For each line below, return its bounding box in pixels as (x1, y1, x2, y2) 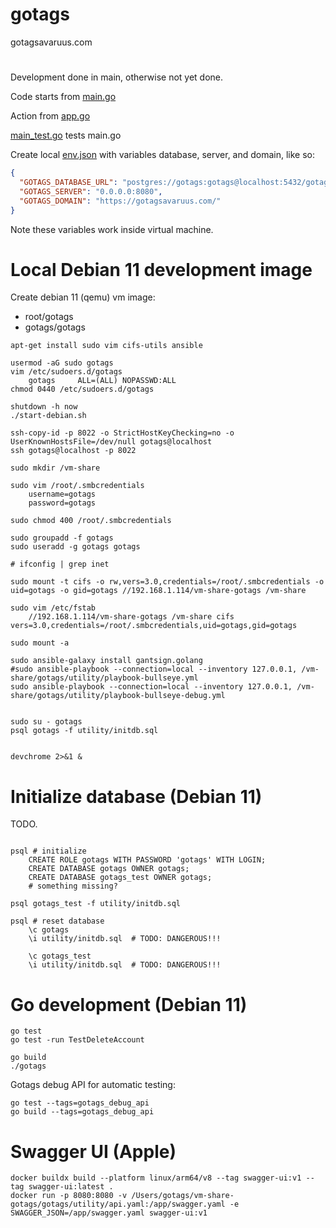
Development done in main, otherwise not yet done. (10, 71, 224, 83)
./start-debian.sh (10, 411, 87, 421)
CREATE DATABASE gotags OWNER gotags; (28, 864, 190, 874)
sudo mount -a (10, 638, 70, 648)
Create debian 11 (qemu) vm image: (10, 291, 156, 303)
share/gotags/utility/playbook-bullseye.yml (10, 673, 199, 683)
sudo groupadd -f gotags (10, 533, 114, 543)
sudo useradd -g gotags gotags (10, 542, 141, 552)
